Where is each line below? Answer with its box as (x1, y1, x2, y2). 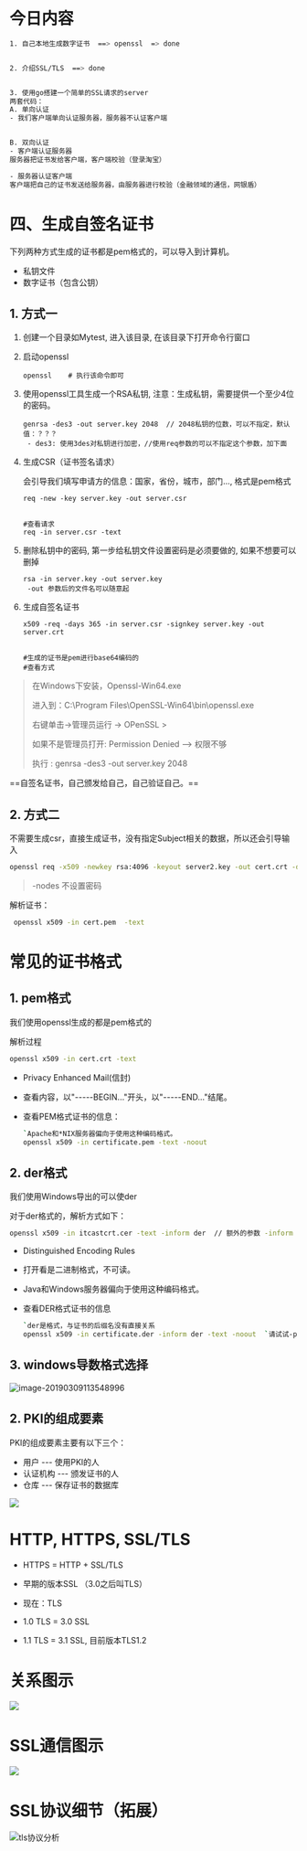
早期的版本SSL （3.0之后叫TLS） (22, 1578, 148, 1589)
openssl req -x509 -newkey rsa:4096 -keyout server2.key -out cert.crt (9, 863, 288, 872)
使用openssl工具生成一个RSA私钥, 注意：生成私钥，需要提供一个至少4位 (22, 388, 295, 399)
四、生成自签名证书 (9, 214, 154, 234)
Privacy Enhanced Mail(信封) (22, 1071, 131, 1083)
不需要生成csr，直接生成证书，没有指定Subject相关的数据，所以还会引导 (9, 833, 282, 844)
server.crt (22, 628, 65, 637)
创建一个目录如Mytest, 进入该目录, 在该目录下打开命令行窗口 (22, 332, 251, 343)
